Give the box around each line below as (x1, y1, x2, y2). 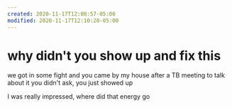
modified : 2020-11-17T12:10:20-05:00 (7, 17, 119, 24)
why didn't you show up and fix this (7, 48, 221, 64)
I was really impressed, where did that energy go (7, 92, 150, 101)
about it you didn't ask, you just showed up (7, 79, 133, 87)
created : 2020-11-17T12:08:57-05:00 (7, 10, 116, 18)
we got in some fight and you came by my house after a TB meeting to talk (7, 71, 226, 80)
